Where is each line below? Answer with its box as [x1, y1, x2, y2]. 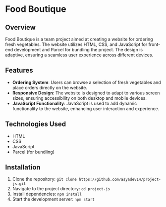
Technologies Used [5, 120, 66, 128]
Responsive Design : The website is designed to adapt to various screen [12, 90, 160, 96]
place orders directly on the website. [12, 84, 88, 90]
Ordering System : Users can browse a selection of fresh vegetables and [12, 79, 161, 85]
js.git [12, 181, 26, 186]
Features [5, 66, 33, 75]
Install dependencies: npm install [12, 191, 82, 197]
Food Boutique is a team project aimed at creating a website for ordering [5, 36, 153, 42]
